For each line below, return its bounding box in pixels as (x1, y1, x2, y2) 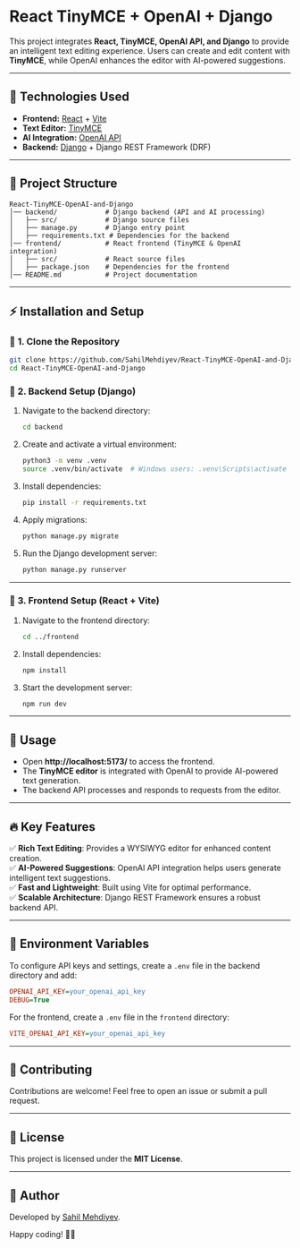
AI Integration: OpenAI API (21, 132, 122, 142)
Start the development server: (21, 682, 133, 693)
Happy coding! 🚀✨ (9, 1228, 76, 1239)
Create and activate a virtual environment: (21, 439, 177, 449)
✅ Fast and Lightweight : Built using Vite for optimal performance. (9, 882, 252, 893)
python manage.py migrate (21, 531, 119, 541)
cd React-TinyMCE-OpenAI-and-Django (9, 364, 146, 373)
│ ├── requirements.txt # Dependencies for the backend (9, 231, 229, 240)
